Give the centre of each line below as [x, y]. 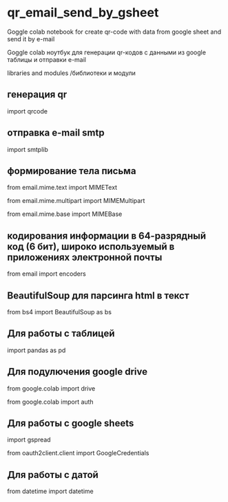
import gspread [29, 440]
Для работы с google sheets [71, 423]
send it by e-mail [31, 39]
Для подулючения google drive [77, 372]
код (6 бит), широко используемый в [91, 247]
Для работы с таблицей [61, 334]
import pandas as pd [37, 350]
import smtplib [28, 149]
